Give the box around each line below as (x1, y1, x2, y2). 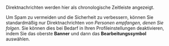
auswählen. (6, 36, 30, 42)
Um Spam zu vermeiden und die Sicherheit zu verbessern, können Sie (6, 14, 154, 20)
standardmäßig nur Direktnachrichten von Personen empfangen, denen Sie (6, 20, 164, 26)
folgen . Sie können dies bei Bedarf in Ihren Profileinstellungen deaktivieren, (6, 25, 164, 31)
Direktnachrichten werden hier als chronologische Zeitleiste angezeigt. (6, 5, 155, 10)
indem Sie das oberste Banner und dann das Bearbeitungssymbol (6, 31, 147, 36)
